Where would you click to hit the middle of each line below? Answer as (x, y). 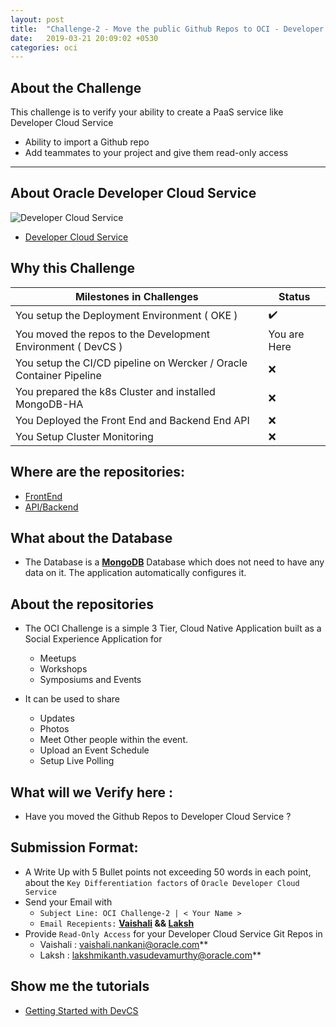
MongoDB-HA (49, 404)
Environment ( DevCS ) (69, 346)
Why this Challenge (72, 268)
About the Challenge (76, 87)
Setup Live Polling (77, 761)
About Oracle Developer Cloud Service (133, 193)
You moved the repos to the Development (113, 334)
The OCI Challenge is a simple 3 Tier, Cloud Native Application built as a (173, 628)
